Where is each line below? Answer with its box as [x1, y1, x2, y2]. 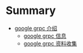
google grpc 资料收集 [23, 40, 77, 47]
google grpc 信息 [23, 32, 67, 40]
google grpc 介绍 [14, 24, 58, 32]
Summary [5, 4, 56, 18]
